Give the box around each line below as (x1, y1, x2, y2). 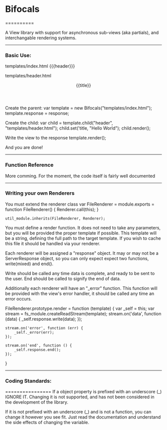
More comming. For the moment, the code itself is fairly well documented (5, 173, 156, 179)
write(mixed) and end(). (5, 261, 54, 267)
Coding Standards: (5, 377, 52, 384)
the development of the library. (5, 399, 69, 405)
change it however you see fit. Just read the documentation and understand (5, 414, 161, 420)
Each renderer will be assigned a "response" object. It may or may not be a (5, 250, 159, 256)
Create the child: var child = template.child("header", (5, 120, 113, 126)
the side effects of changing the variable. (5, 420, 89, 426)
